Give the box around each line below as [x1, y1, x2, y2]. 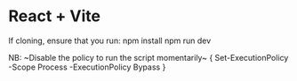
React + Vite [8, 6, 101, 26]
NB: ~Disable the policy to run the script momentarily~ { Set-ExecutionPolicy [8, 52, 289, 63]
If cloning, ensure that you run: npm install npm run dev [8, 35, 212, 46]
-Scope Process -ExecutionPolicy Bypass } [8, 62, 166, 72]
